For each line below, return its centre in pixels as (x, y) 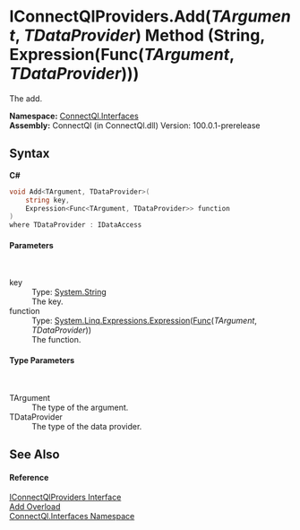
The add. (26, 98)
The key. (47, 301)
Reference (29, 477)
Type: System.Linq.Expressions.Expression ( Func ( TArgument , (145, 321)
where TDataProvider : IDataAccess (76, 225)
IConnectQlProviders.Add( (111, 17)
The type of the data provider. (87, 426)
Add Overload (35, 507)
